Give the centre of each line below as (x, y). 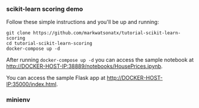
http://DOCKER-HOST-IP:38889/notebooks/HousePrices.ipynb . (85, 66)
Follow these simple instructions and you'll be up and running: (83, 22)
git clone (19, 33)
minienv (18, 100)
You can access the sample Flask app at (56, 78)
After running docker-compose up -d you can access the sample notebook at (100, 60)
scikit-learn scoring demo (45, 9)
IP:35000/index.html (31, 84)
